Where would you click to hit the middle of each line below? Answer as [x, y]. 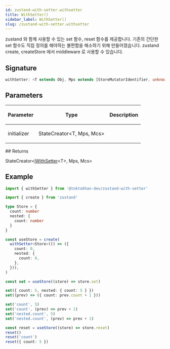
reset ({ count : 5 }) [27, 342]
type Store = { [21, 207]
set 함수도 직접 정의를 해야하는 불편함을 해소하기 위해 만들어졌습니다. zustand [82, 46]
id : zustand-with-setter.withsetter [44, 10]
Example [19, 177]
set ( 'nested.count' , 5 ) [30, 314]
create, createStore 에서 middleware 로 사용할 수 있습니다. [64, 52]
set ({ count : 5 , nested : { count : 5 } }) [50, 291]
